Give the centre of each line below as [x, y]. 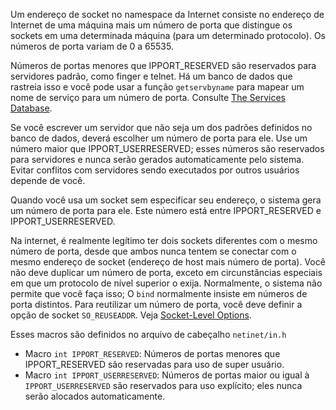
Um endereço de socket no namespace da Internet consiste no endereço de [167, 14]
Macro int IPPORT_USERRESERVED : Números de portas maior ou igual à [167, 375]
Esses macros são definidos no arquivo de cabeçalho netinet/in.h [148, 334]
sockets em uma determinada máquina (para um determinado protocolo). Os [168, 35]
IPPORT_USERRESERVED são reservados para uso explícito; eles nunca [163, 385]
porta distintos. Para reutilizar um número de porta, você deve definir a [156, 304]
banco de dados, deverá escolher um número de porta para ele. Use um [159, 138]
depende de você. [48, 180]
